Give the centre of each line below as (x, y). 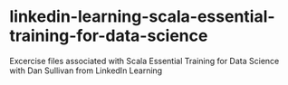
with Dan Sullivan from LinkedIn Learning (86, 71)
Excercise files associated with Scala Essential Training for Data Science (144, 61)
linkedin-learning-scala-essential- (142, 17)
